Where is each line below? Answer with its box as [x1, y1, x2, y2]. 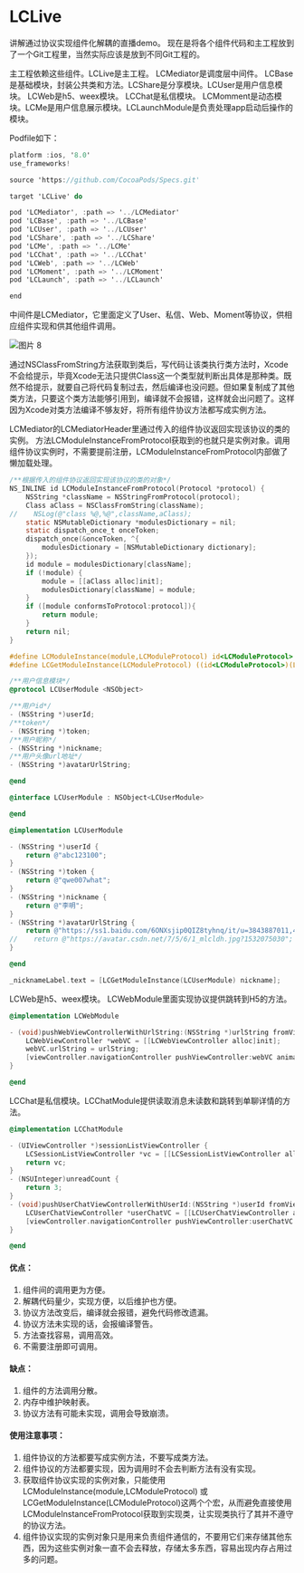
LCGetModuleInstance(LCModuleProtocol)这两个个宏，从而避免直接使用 [22, 1497, 292, 1508]
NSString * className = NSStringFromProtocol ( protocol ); [25, 492, 242, 502]
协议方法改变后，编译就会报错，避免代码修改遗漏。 [22, 1307, 214, 1318]
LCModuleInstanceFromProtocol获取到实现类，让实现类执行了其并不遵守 [22, 1508, 294, 1519]
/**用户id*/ [9, 702, 52, 711]
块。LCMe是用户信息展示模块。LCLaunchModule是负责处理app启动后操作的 [9, 101, 294, 112]
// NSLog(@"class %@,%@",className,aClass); [9, 509, 193, 518]
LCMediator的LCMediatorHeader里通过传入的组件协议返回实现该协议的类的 [9, 424, 290, 435]
